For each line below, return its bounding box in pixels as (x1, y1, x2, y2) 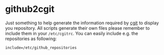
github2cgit (5, 3, 55, 15)
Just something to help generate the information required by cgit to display (5, 20, 159, 26)
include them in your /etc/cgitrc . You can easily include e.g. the (5, 30, 139, 36)
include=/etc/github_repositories (5, 45, 77, 50)
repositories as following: (5, 36, 57, 42)
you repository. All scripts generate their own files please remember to (5, 25, 150, 31)
